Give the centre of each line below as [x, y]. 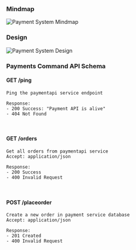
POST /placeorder [29, 202]
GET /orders [22, 139]
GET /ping [19, 80]
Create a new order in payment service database [68, 215]
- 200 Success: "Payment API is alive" [56, 109]
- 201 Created [24, 236]
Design [17, 38]
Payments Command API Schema [56, 66]
